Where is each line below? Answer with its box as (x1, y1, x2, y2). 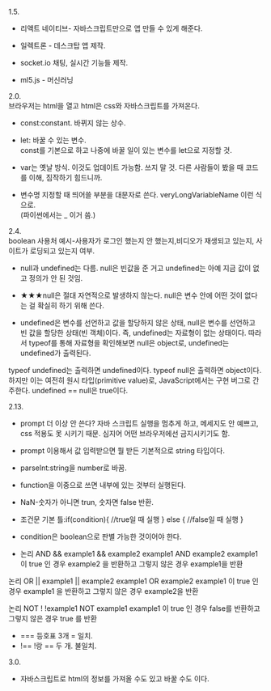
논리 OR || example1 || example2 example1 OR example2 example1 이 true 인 (8, 576, 259, 586)
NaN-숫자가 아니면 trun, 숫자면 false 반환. (19, 498, 154, 507)
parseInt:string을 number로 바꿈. (19, 463, 127, 473)
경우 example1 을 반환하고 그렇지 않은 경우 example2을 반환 (8, 587, 199, 596)
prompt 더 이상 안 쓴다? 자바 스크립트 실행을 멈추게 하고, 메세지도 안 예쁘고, (19, 418, 259, 428)
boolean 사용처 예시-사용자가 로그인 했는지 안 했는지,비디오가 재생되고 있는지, (8, 236, 255, 245)
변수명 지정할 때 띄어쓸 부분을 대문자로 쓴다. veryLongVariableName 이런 (19, 190, 254, 199)
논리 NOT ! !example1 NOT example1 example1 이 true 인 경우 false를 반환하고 (8, 604, 260, 613)
